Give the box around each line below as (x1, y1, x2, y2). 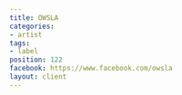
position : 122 (9, 55, 64, 64)
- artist (9, 30, 43, 39)
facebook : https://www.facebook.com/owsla (9, 64, 173, 73)
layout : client (9, 72, 67, 81)
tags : (9, 38, 30, 48)
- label (9, 47, 39, 56)
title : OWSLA (9, 13, 59, 23)
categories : (9, 22, 55, 31)
